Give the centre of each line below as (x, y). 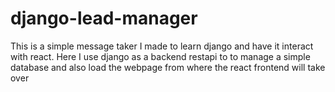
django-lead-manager (104, 18)
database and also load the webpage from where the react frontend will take (168, 67)
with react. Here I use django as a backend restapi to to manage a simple (160, 56)
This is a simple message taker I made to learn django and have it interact (162, 46)
